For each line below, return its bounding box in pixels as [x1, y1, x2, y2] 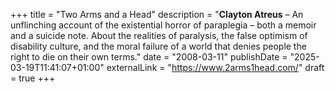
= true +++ [10, 72, 56, 84]
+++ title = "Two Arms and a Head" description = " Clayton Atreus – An [10, 9, 304, 20]
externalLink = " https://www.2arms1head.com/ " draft [106, 62, 325, 73]
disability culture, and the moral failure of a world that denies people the [10, 40, 307, 52]
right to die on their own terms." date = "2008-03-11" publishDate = [10, 51, 288, 63]
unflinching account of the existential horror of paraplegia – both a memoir [10, 19, 317, 31]
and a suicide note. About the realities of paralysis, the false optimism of [10, 30, 308, 41]
